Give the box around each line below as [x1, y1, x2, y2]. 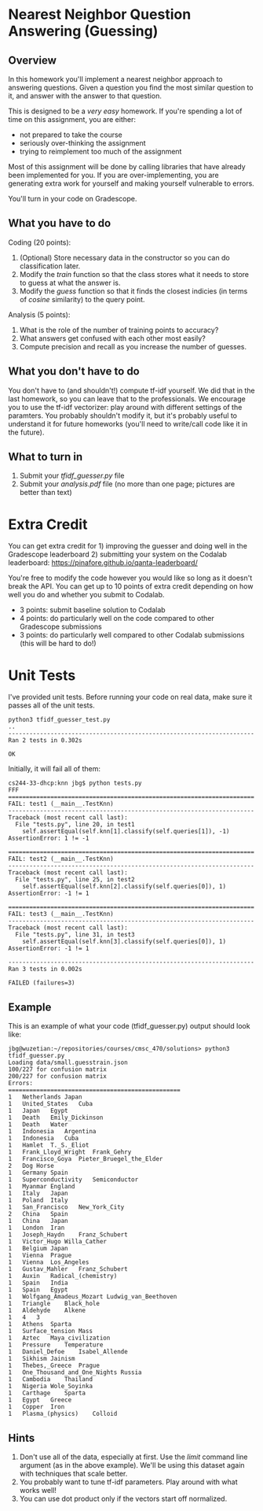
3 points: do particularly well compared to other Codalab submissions [19, 630, 245, 640]
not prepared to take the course [19, 130, 123, 139]
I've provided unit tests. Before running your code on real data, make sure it [8, 693, 253, 702]
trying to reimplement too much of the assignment [19, 147, 182, 156]
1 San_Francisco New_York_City [8, 1203, 125, 1211]
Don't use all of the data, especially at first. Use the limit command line [19, 1452, 248, 1461]
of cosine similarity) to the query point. [19, 294, 145, 304]
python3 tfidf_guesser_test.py [8, 716, 111, 724]
